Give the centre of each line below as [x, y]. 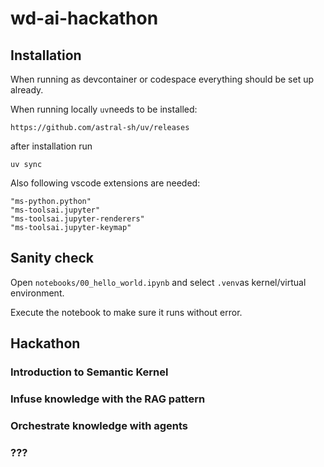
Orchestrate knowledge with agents [99, 425]
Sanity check [52, 258]
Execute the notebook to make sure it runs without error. [126, 312]
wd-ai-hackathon [84, 18]
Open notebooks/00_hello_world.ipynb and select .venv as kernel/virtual [158, 282]
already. [27, 90]
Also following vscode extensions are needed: [105, 183]
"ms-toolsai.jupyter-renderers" [77, 219]
